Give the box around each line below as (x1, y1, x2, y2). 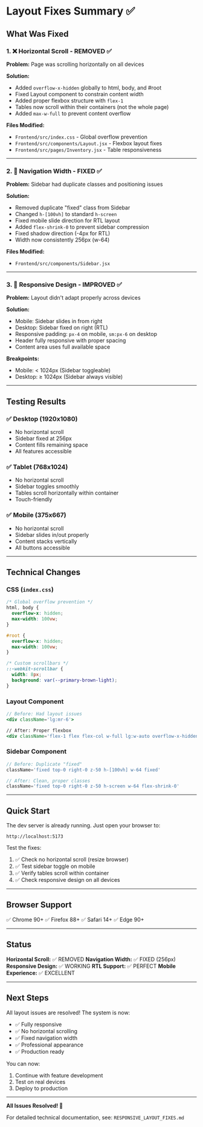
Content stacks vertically (14, 537, 77, 545)
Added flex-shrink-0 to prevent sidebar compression (14, 223, 149, 231)
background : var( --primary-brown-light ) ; (11, 677, 118, 683)
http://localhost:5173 (6, 833, 63, 839)
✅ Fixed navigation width (14, 1034, 77, 1042)
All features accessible (14, 448, 72, 455)
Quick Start (6, 806, 50, 816)
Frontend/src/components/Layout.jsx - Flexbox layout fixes (14, 139, 163, 146)
